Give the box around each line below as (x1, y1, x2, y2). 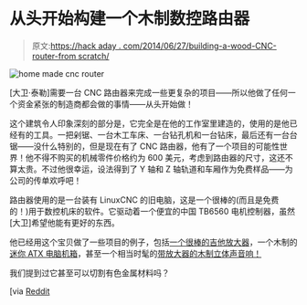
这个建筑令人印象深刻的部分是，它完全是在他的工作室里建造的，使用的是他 (9, 118, 290, 129)
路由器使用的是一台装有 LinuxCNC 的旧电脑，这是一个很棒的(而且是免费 (9, 194, 280, 205)
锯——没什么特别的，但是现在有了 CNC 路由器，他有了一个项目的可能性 (9, 141, 281, 152)
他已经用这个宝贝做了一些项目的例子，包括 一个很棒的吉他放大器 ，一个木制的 (9, 237, 298, 247)
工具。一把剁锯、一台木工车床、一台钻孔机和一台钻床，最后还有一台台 (33, 129, 298, 140)
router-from (31, 50, 77, 61)
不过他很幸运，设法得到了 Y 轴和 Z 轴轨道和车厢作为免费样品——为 (40, 163, 294, 174)
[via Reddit (9, 285, 50, 297)
